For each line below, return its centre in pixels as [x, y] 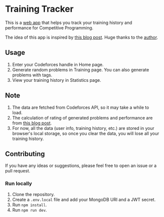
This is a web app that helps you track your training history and [69, 23]
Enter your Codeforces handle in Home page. [58, 64]
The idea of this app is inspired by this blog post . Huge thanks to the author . [82, 37]
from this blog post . [32, 123]
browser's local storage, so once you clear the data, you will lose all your [86, 133]
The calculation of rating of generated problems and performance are [82, 118]
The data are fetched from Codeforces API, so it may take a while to [81, 107]
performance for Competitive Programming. [49, 27]
